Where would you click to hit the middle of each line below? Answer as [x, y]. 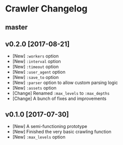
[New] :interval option [36, 61]
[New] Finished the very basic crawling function [62, 132]
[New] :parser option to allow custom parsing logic [65, 82]
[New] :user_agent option [39, 72]
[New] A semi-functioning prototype [50, 126]
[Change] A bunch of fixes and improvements [59, 98]
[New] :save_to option [35, 77]
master [16, 27]
